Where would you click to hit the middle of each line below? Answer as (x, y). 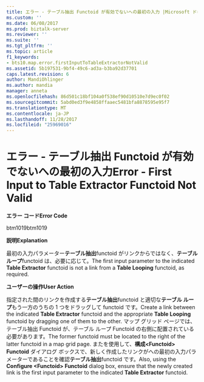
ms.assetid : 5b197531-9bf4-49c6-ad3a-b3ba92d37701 (72, 68)
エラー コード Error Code (37, 216)
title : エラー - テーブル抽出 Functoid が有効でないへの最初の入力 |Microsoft (98, 12)
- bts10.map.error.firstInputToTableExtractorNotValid (77, 63)
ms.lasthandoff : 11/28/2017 (42, 119)
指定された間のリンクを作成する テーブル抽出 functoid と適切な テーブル (94, 300)
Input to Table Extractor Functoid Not (101, 185)
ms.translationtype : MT (36, 108)
